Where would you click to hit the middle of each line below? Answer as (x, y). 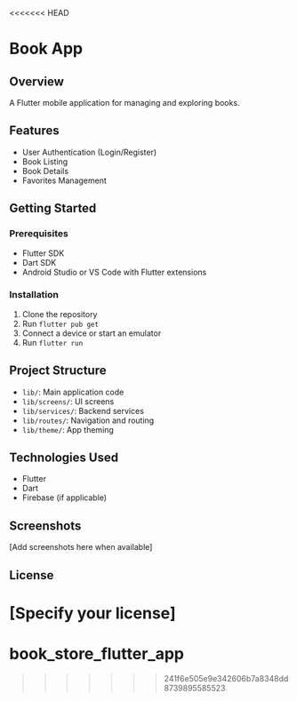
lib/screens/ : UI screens (68, 401)
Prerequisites (39, 234)
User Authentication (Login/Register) (89, 152)
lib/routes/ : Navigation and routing (88, 420)
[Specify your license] (92, 613)
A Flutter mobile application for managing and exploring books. (124, 103)
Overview (37, 81)
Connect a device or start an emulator (92, 333)
